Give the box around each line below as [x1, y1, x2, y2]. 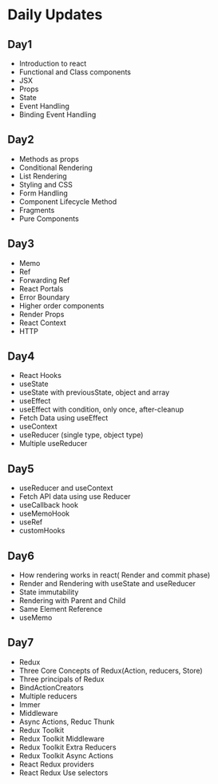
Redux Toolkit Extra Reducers [18, 742, 117, 752]
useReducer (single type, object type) [18, 430, 144, 440]
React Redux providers [18, 759, 95, 769]
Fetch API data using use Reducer [18, 492, 131, 501]
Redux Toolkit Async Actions [18, 750, 113, 760]
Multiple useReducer [18, 439, 88, 448]
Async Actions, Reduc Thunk [18, 717, 115, 726]
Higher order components [18, 300, 105, 310]
